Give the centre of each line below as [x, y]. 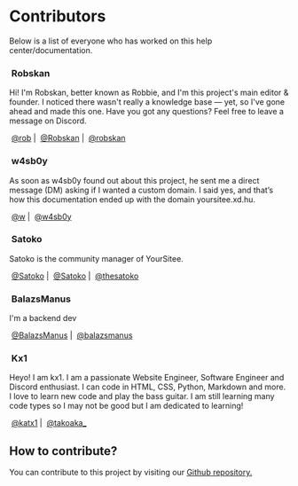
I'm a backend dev [43, 318]
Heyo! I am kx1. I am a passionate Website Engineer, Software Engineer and [147, 378]
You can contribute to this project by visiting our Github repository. [131, 473]
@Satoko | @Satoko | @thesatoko [75, 276]
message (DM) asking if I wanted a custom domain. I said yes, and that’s [141, 190]
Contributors [58, 16]
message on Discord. [48, 121]
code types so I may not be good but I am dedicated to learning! [126, 406]
